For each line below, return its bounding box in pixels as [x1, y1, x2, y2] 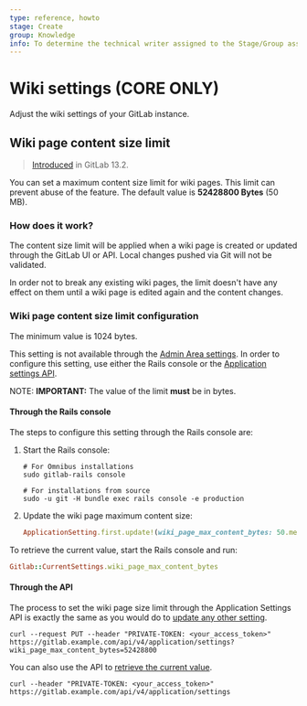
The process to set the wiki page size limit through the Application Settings [9, 602, 292, 613]
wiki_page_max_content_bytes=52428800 [9, 646, 157, 655]
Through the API [9, 582, 73, 593]
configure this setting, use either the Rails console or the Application [9, 358, 267, 369]
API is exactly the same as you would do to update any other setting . [9, 612, 268, 623]
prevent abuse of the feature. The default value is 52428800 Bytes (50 [9, 187, 279, 198]
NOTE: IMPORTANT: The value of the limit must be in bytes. [9, 385, 237, 396]
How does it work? [9, 219, 94, 231]
